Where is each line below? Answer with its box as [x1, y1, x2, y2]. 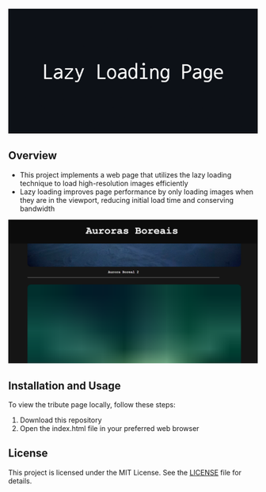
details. [8, 476, 32, 486]
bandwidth [19, 204, 55, 213]
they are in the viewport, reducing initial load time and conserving [19, 195, 234, 204]
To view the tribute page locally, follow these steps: [8, 400, 176, 410]
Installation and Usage [8, 379, 121, 392]
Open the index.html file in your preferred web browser [19, 424, 199, 433]
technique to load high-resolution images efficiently [19, 178, 188, 188]
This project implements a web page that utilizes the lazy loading [19, 170, 232, 179]
